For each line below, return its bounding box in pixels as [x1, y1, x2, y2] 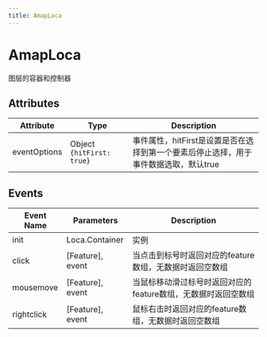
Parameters [72, 215, 118, 227]
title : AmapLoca [8, 11, 62, 20]
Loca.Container [66, 234, 124, 246]
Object [70, 138, 95, 149]
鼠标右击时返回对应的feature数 [132, 304, 247, 315]
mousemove [12, 282, 59, 293]
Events [8, 186, 44, 199]
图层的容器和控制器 [8, 73, 72, 83]
